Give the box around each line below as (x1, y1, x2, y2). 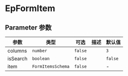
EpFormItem (5, 3, 56, 14)
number (32, 48, 48, 53)
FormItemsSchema (32, 64, 70, 69)
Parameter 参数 (5, 23, 52, 31)
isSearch (7, 55, 28, 62)
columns (7, 47, 27, 54)
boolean (32, 56, 50, 61)
